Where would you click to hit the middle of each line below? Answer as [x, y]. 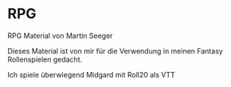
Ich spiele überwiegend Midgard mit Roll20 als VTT [92, 74]
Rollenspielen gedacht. [45, 59]
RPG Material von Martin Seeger [60, 36]
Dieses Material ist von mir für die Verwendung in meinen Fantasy [115, 51]
